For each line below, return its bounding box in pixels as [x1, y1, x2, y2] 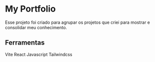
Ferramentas [5, 39, 45, 47]
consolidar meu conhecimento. [5, 24, 67, 30]
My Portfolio [5, 3, 56, 15]
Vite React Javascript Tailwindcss [5, 51, 72, 57]
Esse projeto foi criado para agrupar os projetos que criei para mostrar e [5, 19, 150, 25]
